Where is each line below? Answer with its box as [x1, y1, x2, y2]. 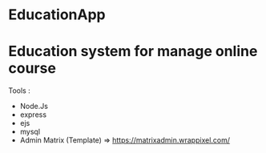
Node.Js [19, 102, 48, 111]
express [19, 110, 46, 119]
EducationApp [8, 6, 106, 24]
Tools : [8, 86, 30, 95]
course [8, 59, 56, 78]
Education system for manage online [8, 42, 258, 61]
